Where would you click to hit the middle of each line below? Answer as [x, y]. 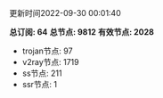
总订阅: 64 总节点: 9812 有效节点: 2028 [81, 32]
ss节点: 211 [42, 73]
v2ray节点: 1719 [50, 62]
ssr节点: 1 [40, 84]
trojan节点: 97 [47, 51]
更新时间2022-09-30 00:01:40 [65, 13]
